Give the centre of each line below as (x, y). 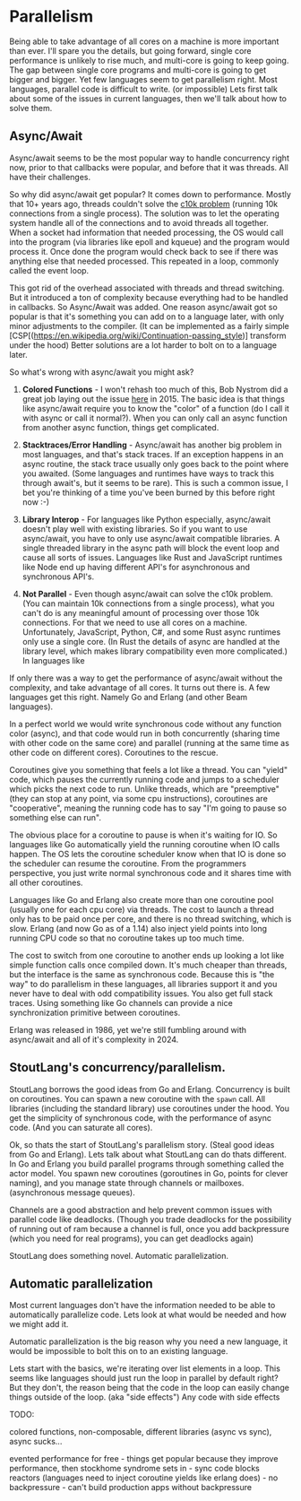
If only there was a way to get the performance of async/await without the (146, 678)
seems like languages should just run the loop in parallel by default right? (144, 1378)
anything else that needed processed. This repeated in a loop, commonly (144, 261)
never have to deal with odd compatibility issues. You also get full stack (141, 993)
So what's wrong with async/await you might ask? (102, 372)
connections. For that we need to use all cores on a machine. (135, 622)
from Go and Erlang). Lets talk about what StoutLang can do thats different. (148, 1154)
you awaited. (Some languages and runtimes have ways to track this (148, 473)
